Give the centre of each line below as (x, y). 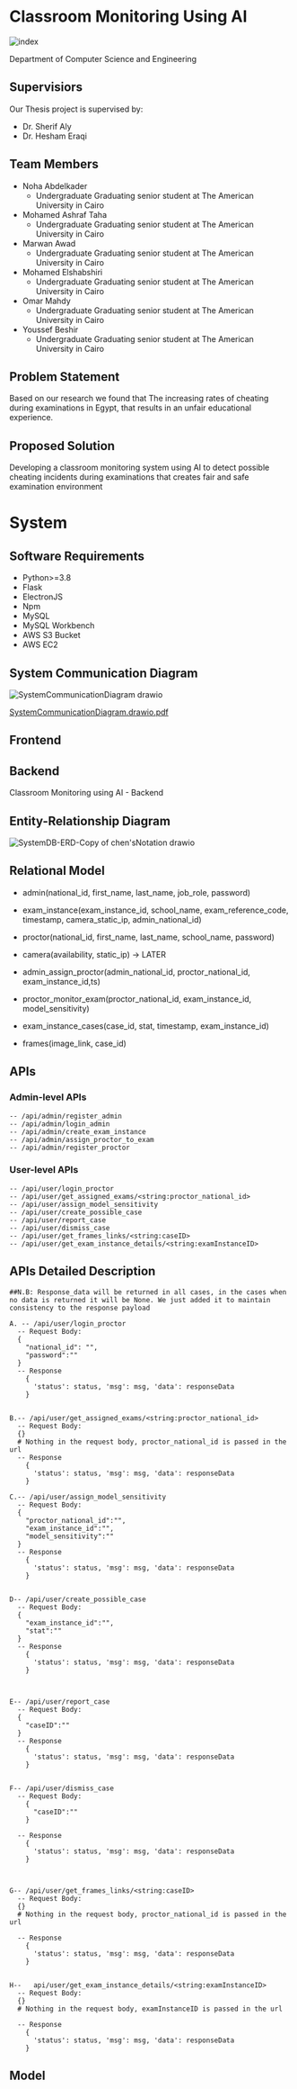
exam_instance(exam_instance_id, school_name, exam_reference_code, (155, 910)
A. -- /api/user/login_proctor (68, 1324)
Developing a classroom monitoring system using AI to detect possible (140, 468)
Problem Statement (65, 377)
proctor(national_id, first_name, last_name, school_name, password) (148, 937)
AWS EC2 (40, 644)
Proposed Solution (62, 446)
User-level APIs (44, 1170)
